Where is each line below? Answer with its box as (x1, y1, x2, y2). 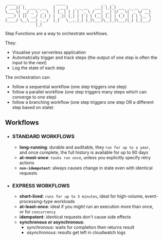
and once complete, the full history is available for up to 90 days (19, 149, 148, 155)
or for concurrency (19, 208, 56, 215)
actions (19, 160, 35, 166)
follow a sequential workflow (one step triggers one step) (12, 84, 127, 90)
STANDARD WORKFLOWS (12, 133, 75, 140)
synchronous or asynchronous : (19, 219, 85, 225)
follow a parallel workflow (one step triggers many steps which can (12, 89, 147, 94)
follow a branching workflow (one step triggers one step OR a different (12, 99, 154, 105)
